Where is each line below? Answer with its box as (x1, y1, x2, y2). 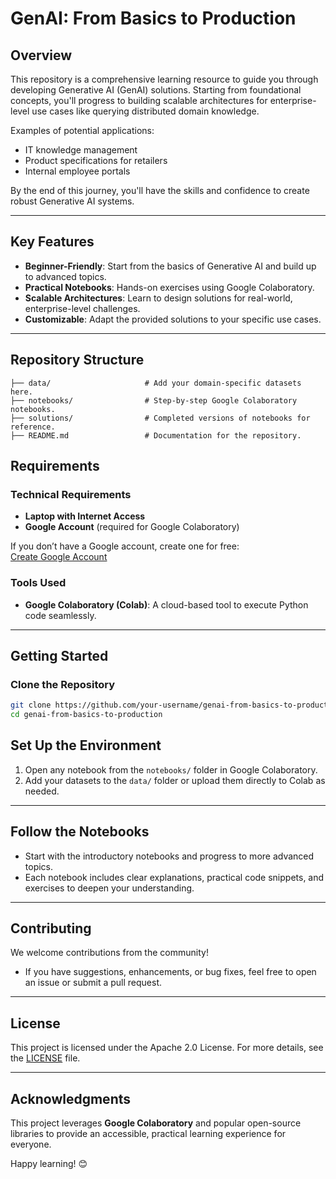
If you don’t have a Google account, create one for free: (10, 540, 240, 552)
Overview (10, 47, 73, 64)
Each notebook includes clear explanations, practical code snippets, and (24, 871, 325, 883)
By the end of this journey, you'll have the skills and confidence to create (10, 185, 310, 196)
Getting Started (10, 648, 109, 664)
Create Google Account (10, 551, 108, 563)
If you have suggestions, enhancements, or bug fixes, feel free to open (24, 966, 317, 978)
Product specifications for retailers (24, 155, 168, 166)
